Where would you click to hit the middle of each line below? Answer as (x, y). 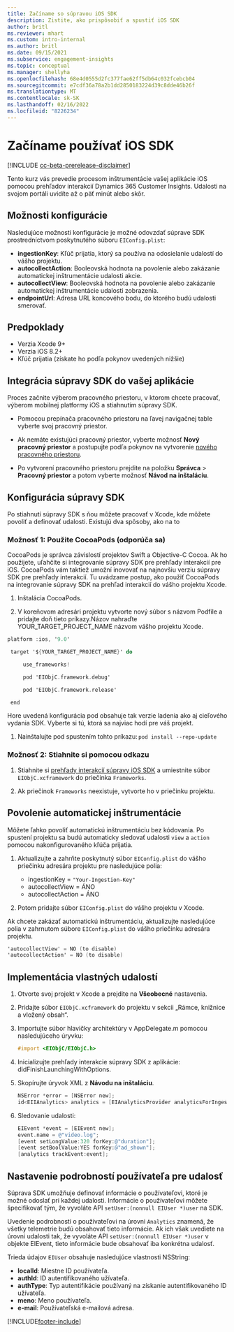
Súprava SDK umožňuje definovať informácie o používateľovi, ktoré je (108, 1193)
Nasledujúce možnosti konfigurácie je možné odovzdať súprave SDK (106, 232)
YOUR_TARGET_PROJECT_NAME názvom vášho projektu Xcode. (110, 627)
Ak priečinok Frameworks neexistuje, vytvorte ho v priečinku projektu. (116, 791)
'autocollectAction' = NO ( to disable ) (65, 955)
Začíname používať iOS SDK (91, 146)
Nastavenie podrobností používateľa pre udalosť (115, 1176)
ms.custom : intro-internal (46, 40)
